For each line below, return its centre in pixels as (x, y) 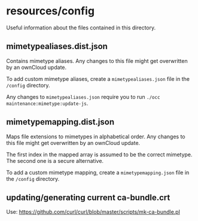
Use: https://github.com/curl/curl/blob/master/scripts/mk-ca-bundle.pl (93, 212)
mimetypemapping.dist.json (60, 122)
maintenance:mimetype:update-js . (47, 103)
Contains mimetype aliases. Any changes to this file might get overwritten (97, 60)
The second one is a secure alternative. (55, 161)
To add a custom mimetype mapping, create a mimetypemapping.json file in (98, 172)
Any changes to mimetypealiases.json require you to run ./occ (83, 96)
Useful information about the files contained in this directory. (81, 28)
